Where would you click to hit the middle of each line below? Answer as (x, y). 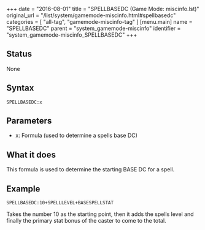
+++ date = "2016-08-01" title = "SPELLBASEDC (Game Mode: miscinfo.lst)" (103, 9)
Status (19, 54)
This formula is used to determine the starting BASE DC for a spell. (91, 169)
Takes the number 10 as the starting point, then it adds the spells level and (100, 214)
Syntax (20, 88)
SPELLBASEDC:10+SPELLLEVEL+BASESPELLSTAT (60, 203)
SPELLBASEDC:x (25, 102)
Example (23, 189)
